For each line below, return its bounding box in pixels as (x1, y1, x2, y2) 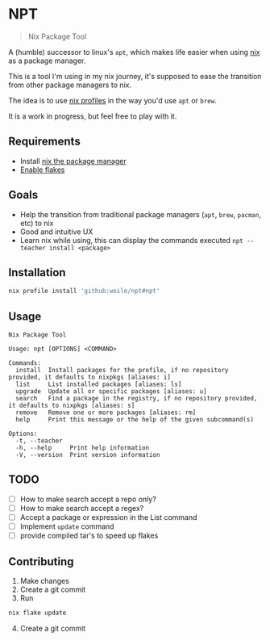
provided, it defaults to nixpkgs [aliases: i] (8, 373, 172, 382)
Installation (8, 266, 66, 279)
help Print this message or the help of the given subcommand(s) (15, 416, 254, 424)
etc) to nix (19, 218, 54, 228)
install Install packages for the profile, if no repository (15, 367, 229, 375)
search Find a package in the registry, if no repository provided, (15, 395, 258, 403)
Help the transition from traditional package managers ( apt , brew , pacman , (19, 209, 262, 219)
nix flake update (8, 609, 67, 617)
